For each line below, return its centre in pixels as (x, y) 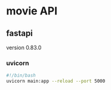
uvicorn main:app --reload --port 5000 (56, 81)
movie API (32, 11)
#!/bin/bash (21, 76)
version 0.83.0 (24, 47)
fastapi (19, 33)
